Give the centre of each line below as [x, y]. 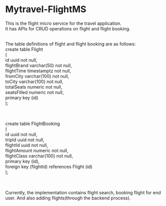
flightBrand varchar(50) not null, [39, 65]
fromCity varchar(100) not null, [37, 76]
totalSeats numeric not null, [34, 87]
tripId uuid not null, [25, 140]
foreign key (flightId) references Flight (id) [49, 167]
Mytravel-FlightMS [46, 9]
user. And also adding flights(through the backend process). [68, 198]
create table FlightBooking [33, 123]
